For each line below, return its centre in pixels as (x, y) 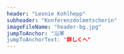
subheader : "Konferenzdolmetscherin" (62, 20)
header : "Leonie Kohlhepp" (46, 14)
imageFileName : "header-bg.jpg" (54, 27)
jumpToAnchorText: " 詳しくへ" (49, 40)
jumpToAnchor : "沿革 (36, 33)
